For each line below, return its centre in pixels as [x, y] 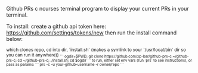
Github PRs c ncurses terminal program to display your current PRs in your [98, 9]
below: [14, 39]
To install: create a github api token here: [56, 26]
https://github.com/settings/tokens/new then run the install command [92, 33]
